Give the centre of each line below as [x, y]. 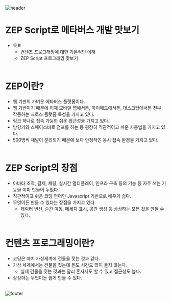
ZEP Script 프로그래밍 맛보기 [49, 58]
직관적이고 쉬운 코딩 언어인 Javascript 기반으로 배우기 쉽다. [72, 196]
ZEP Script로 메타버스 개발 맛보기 [72, 30]
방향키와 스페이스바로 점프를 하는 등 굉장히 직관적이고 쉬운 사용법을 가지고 [86, 127]
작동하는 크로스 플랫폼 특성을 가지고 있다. [54, 114]
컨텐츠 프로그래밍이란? [50, 243]
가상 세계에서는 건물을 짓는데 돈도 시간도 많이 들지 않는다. [70, 265]
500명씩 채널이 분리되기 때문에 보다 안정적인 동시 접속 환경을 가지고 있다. [86, 140]
